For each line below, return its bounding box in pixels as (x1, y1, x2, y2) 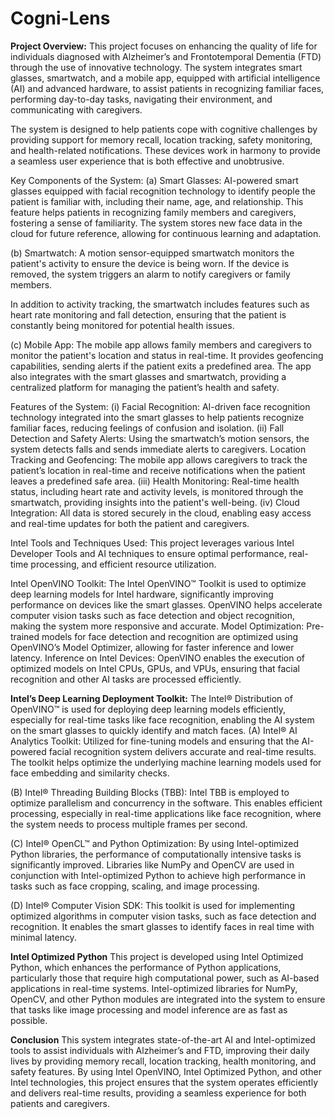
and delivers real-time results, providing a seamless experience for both (10, 1087, 307, 1099)
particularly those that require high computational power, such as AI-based (10, 972, 320, 984)
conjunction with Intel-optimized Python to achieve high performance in (10, 869, 306, 881)
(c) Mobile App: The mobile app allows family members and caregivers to (10, 338, 312, 351)
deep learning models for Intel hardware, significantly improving (10, 588, 274, 600)
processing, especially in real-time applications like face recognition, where (10, 807, 322, 819)
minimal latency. (10, 931, 77, 943)
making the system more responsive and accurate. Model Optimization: (10, 620, 305, 632)
